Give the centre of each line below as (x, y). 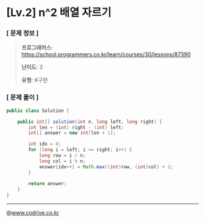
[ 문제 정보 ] (23, 33)
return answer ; (48, 184)
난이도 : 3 (32, 67)
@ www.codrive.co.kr (33, 213)
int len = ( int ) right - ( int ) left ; (76, 127)
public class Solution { (38, 111)
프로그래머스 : (37, 48)
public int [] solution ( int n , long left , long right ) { (90, 122)
